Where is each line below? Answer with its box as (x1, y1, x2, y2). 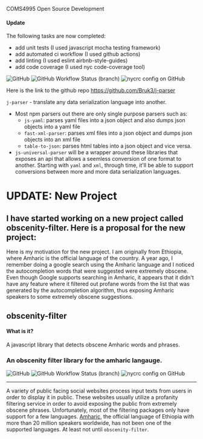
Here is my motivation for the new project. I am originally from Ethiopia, (6, 248, 183, 256)
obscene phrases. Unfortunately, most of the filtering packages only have (6, 406, 190, 414)
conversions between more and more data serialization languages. (14, 168, 181, 175)
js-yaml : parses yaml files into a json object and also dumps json (24, 117, 185, 124)
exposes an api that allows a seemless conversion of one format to (14, 155, 182, 163)
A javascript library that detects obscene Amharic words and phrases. (6, 341, 180, 348)
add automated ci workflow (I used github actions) (14, 51, 141, 58)
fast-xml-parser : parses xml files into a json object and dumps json (24, 129, 193, 137)
